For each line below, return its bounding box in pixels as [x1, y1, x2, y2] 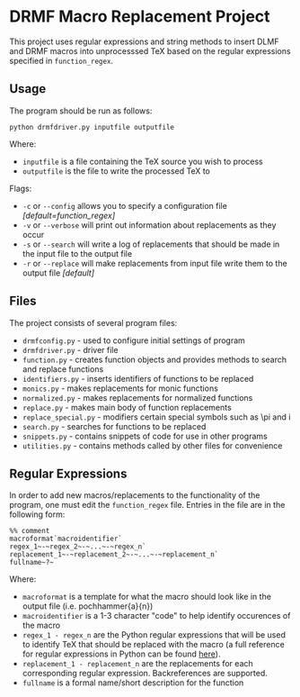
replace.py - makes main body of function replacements [22, 402, 232, 412]
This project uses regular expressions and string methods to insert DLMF [9, 36, 279, 47]
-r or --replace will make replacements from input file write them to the [22, 258, 287, 268]
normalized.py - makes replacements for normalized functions [22, 392, 253, 403]
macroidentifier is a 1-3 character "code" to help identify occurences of [22, 611, 291, 621]
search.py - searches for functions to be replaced [22, 421, 207, 431]
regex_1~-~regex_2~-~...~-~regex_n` [9, 542, 146, 551]
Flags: [9, 183, 32, 194]
